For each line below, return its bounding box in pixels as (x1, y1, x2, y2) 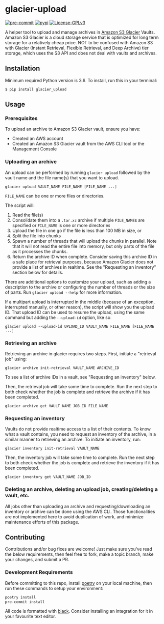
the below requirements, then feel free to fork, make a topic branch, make (5, 551, 154, 557)
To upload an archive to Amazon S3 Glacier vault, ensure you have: (5, 126, 141, 132)
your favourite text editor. (5, 613, 56, 620)
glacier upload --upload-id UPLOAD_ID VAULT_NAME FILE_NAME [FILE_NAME (5, 324, 154, 329)
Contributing (5, 533, 45, 541)
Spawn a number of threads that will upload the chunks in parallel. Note (12, 238, 157, 244)
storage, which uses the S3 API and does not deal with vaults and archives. (5, 50, 157, 56)
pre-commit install (5, 599, 45, 604)
